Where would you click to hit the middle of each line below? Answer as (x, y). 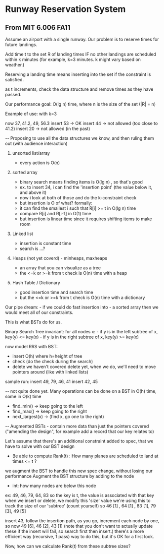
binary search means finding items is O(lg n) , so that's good (81, 182)
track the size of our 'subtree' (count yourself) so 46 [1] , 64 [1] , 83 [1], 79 (81, 506)
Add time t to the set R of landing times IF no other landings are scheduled (81, 54)
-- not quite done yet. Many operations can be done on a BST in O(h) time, (81, 391)
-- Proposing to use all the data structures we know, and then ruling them (80, 138)
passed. (13, 94)
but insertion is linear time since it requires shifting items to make (86, 219)
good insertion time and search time (56, 292)
